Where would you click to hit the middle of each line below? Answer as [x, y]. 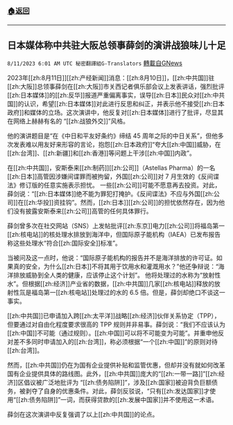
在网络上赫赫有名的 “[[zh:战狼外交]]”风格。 [68, 121]
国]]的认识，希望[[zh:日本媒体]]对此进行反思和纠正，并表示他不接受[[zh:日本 [116, 104]
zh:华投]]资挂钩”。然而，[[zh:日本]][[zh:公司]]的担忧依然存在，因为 [123, 203]
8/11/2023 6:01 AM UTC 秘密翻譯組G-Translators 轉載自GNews [95, 63]
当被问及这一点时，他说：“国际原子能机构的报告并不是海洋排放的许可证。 [112, 258]
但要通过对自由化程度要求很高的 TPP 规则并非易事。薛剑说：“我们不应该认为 [116, 325]
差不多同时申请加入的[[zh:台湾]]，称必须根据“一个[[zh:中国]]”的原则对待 [115, 342]
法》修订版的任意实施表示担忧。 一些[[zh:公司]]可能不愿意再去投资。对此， [114, 186]
